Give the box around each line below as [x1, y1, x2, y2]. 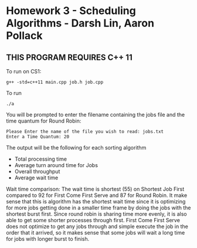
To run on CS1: [6, 68, 42, 74]
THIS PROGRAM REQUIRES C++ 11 [6, 52, 133, 62]
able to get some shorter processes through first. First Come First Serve [6, 217, 181, 223]
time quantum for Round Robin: [6, 117, 81, 124]
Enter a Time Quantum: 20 [6, 134, 69, 140]
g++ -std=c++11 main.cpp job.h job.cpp [6, 79, 104, 85]
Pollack [6, 29, 43, 42]
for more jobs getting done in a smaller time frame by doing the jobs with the [6, 204, 191, 211]
